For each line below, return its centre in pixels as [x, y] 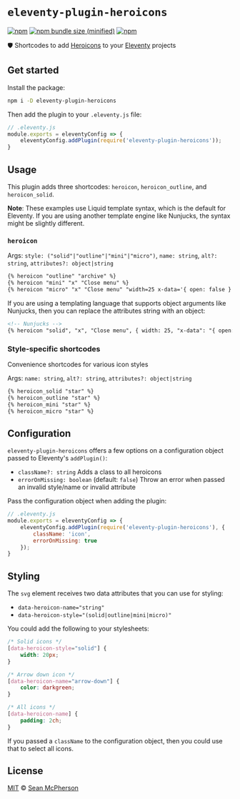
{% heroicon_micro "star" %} [51, 411]
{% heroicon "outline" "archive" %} [62, 276]
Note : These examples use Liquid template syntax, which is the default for [117, 208]
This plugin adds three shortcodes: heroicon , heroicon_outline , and [107, 186]
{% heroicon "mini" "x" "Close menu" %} [69, 283]
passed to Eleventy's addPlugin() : [57, 458]
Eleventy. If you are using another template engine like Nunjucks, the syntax [119, 216]
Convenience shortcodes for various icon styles [78, 364]
